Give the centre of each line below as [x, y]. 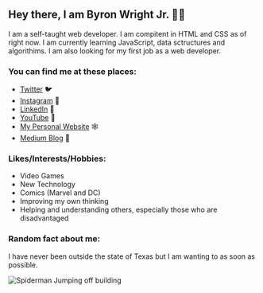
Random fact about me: [54, 239]
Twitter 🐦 [36, 89]
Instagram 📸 [39, 101]
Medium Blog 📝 [44, 138]
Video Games [42, 176]
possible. [23, 264]
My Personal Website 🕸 [59, 127]
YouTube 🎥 [37, 118]
